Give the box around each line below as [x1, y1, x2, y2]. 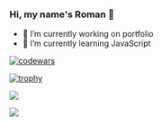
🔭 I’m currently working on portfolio [22, 29, 154, 40]
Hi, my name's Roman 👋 [9, 8, 115, 21]
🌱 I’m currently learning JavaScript [22, 38, 151, 49]
